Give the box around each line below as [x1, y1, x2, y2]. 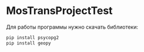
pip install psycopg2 [6, 34, 59, 40]
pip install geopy [6, 40, 51, 46]
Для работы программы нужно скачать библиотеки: [6, 23, 138, 30]
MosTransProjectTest [6, 4, 113, 18]
